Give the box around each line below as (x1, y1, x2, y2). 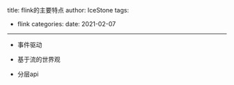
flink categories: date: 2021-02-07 (17, 20, 116, 28)
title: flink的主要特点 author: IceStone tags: (7, 6, 130, 14)
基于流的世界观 (17, 55, 61, 64)
